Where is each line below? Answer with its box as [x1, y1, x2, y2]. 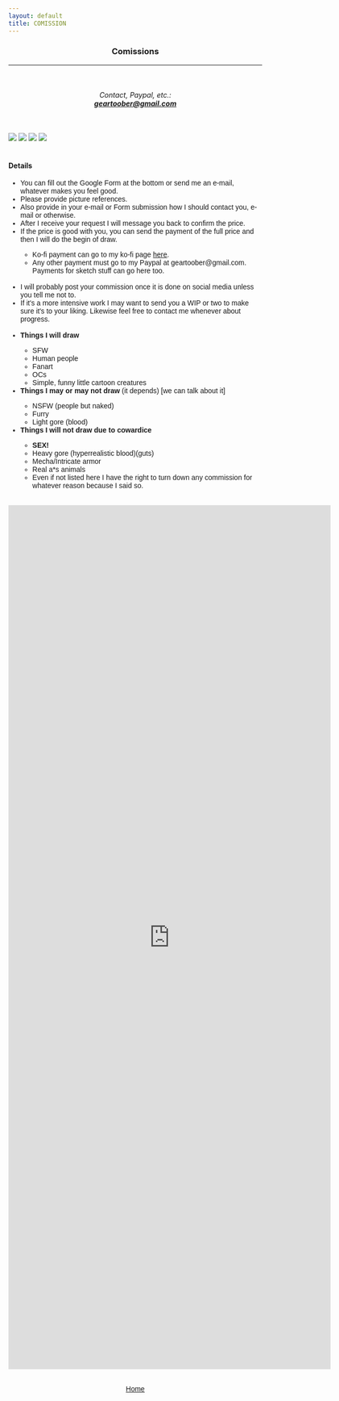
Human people [31, 354, 79, 363]
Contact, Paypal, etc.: [99, 90, 172, 100]
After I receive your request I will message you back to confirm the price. [19, 219, 246, 228]
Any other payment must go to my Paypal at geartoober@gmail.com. [31, 258, 247, 267]
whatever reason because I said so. [31, 481, 143, 491]
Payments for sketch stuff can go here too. [31, 266, 165, 275]
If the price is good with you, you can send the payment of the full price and [19, 227, 254, 236]
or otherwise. [35, 211, 76, 220]
